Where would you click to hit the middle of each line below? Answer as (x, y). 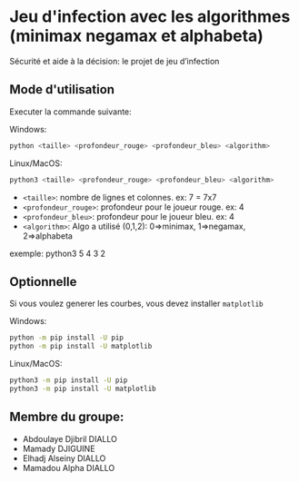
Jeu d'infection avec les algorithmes (150, 17)
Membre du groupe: (67, 417)
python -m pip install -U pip (67, 338)
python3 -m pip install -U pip (69, 380)
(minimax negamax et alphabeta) (136, 36)
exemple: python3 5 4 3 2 (58, 253)
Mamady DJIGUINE (59, 448)
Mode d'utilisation (62, 89)
